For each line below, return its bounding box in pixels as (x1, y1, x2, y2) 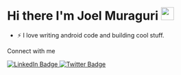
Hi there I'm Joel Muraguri (7, 8, 159, 24)
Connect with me (7, 46, 56, 55)
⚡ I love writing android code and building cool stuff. (16, 31, 165, 39)
